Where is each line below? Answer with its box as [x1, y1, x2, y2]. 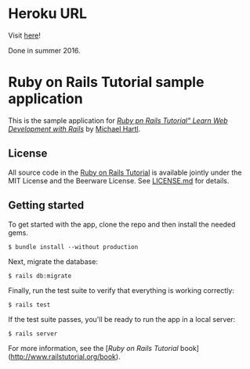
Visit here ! [8, 31, 42, 40]
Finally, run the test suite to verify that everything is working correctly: [8, 285, 235, 295]
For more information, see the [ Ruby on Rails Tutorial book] [8, 343, 200, 353]
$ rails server [8, 330, 58, 338]
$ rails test [8, 301, 51, 309]
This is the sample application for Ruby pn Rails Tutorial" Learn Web [8, 115, 229, 125]
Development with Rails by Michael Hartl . [8, 124, 141, 133]
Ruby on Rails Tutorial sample [8, 74, 205, 91]
